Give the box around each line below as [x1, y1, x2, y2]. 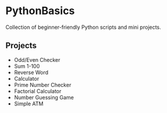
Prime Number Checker [14, 81, 72, 88]
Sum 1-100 [14, 62, 40, 69]
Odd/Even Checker [14, 56, 61, 63]
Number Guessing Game [14, 94, 74, 101]
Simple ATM [14, 100, 44, 107]
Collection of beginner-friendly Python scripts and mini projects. [5, 24, 161, 31]
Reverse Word [14, 69, 49, 76]
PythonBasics [5, 4, 75, 18]
